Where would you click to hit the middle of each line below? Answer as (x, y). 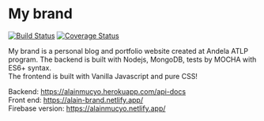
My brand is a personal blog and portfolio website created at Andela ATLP (128, 51)
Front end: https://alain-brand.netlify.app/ (76, 100)
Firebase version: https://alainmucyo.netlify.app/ (87, 108)
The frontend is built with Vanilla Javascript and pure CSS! (103, 76)
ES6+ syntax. (30, 67)
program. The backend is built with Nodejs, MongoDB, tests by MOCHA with (132, 59)
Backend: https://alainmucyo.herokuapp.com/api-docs (97, 91)
